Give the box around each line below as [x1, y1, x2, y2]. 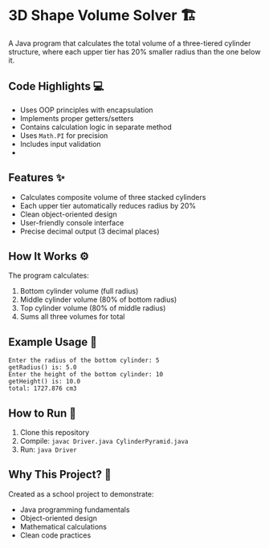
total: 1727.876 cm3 [8, 384, 78, 393]
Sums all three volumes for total [19, 312, 125, 322]
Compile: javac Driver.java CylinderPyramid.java [19, 436, 189, 445]
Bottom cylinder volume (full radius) [19, 286, 139, 296]
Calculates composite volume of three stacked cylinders [19, 192, 206, 201]
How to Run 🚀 [8, 406, 77, 420]
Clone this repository [19, 428, 90, 437]
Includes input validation [19, 139, 102, 148]
